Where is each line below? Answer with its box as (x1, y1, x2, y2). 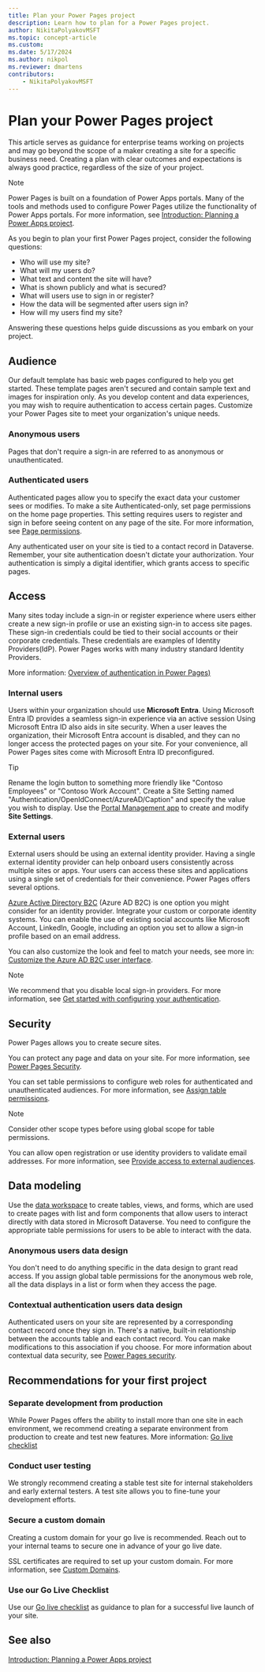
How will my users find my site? (19, 308, 123, 317)
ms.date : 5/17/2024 (8, 48, 73, 56)
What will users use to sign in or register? (19, 291, 155, 301)
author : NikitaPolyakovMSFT (8, 26, 101, 34)
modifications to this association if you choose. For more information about (8, 1343, 252, 1352)
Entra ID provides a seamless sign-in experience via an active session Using (8, 714, 256, 723)
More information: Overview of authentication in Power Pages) (8, 668, 211, 677)
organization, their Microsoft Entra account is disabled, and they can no (8, 730, 241, 740)
